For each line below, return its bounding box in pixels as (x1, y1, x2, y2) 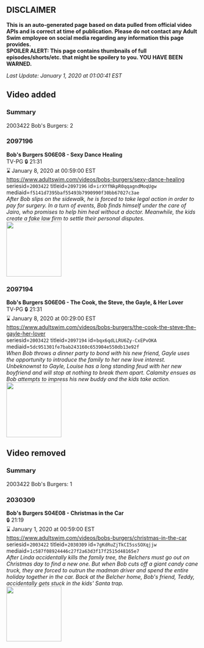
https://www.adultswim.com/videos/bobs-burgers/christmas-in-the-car (6, 534, 188, 542)
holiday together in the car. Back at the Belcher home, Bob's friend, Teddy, (6, 573, 195, 581)
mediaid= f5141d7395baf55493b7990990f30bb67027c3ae (6, 189, 139, 196)
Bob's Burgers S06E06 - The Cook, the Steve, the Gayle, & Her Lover (6, 299, 184, 306)
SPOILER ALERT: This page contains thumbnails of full (6, 47, 147, 54)
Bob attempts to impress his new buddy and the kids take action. (6, 376, 170, 383)
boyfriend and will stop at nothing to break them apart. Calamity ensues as (6, 369, 197, 376)
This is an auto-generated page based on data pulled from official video (6, 21, 192, 28)
